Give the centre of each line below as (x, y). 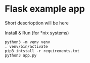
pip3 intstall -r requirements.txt (42, 51)
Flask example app (45, 9)
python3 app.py (21, 55)
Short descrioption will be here (37, 23)
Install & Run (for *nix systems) (37, 33)
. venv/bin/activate (27, 46)
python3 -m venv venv (28, 42)
